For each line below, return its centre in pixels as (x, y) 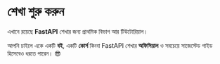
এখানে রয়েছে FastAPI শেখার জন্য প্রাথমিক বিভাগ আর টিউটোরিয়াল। (78, 31)
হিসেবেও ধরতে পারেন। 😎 (34, 53)
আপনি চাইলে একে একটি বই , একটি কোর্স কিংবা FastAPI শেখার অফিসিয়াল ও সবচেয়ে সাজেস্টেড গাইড (110, 45)
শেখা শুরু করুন (36, 12)
